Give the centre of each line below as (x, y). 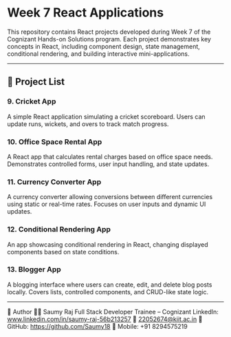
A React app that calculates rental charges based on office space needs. (110, 156)
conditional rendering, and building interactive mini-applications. (98, 54)
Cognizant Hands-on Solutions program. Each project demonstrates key (109, 39)
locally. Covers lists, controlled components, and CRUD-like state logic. (108, 292)
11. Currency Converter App (54, 182)
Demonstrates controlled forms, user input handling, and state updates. (108, 164)
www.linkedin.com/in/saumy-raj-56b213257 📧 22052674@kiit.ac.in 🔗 (105, 319)
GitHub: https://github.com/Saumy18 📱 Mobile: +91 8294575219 (97, 326)
